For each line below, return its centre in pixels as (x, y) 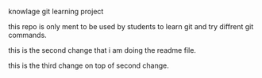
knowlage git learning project (56, 11)
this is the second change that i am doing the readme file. (102, 50)
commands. (28, 35)
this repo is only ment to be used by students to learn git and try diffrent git (131, 26)
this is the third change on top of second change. (89, 65)
